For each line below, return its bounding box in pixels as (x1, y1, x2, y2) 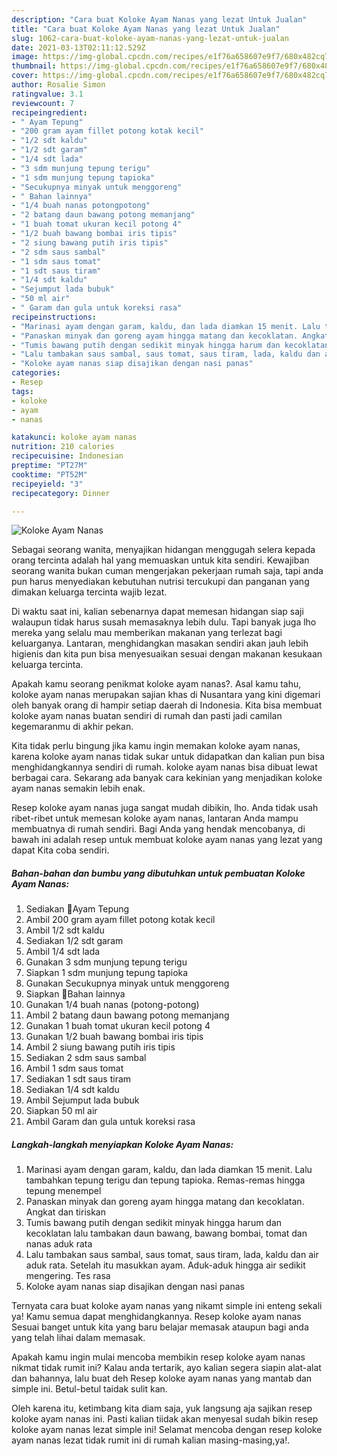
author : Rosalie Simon (11, 80, 106, 90)
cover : (11, 71, 39, 81)
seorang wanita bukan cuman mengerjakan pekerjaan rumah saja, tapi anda (11, 565, 324, 577)
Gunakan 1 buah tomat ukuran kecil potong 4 (25, 1020, 211, 1032)
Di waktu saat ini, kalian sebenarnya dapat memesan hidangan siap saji (11, 606, 304, 618)
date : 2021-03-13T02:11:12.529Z (11, 42, 146, 53)
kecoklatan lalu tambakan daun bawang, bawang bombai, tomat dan (25, 1227, 308, 1240)
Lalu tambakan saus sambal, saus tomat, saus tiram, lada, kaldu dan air (25, 1249, 319, 1261)
